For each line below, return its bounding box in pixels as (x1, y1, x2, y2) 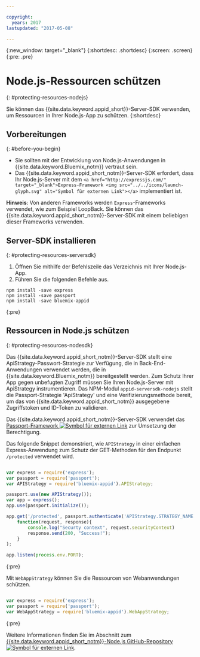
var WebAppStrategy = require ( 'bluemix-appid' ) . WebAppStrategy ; (6, 608, 170, 614)
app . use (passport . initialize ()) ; (6, 502, 90, 509)
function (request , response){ (17, 519, 93, 525)
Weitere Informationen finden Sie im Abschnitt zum (6, 631, 131, 638)
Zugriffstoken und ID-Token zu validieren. (6, 404, 109, 411)
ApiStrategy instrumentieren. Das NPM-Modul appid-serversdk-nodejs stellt (6, 384, 193, 392)
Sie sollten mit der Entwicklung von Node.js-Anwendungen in (14, 157, 166, 164)
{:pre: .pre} (6, 53, 33, 60)
